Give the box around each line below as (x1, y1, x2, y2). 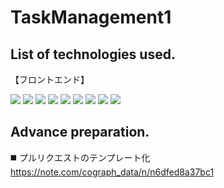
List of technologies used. (10, 46, 176, 63)
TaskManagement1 (10, 6, 172, 29)
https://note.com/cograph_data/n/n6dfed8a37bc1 (10, 166, 215, 178)
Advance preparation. (10, 124, 150, 141)
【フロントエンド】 (10, 74, 90, 85)
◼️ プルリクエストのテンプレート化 (10, 151, 151, 163)
